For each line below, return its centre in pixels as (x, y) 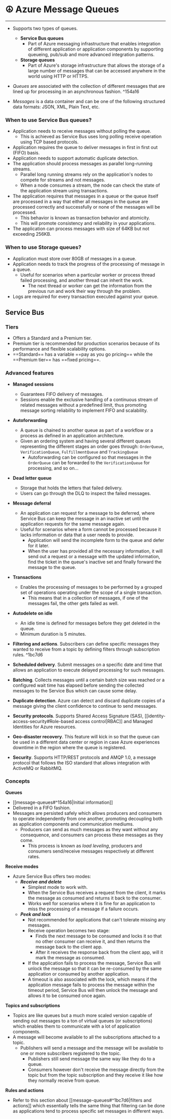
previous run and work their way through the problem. (84, 291)
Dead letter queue (32, 478)
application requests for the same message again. (73, 524)
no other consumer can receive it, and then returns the (93, 941)
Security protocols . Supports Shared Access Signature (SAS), (78, 716)
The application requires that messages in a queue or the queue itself (85, 196)
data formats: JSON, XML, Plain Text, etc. (56, 107)
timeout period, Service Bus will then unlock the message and (93, 990)
